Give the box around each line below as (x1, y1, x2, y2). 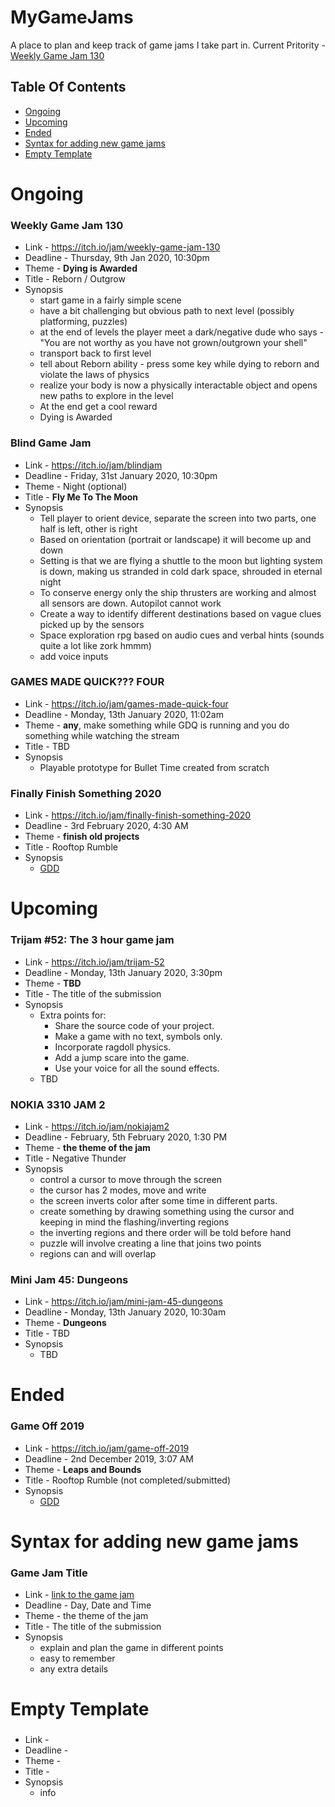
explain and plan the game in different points (39, 1642, 224, 1654)
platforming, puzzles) (39, 316, 128, 328)
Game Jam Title (10, 1566, 88, 1580)
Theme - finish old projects (24, 831, 140, 843)
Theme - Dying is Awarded (24, 262, 138, 275)
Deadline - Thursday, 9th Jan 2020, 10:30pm (24, 252, 210, 264)
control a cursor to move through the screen (39, 1173, 223, 1185)
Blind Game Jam (10, 436, 92, 450)
